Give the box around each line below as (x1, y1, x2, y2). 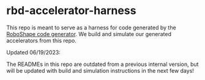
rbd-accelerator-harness (6, 4, 136, 18)
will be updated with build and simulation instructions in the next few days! (6, 67, 195, 74)
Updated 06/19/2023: (6, 48, 61, 56)
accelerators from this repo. (6, 37, 76, 44)
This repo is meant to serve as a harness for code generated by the (6, 24, 176, 31)
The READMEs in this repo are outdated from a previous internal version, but (6, 60, 199, 68)
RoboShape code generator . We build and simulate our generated (6, 30, 172, 37)
